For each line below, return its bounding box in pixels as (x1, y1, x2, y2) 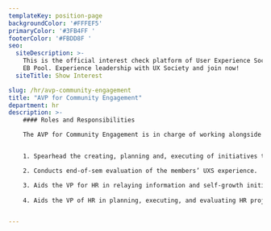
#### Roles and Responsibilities (23, 116, 135, 125)
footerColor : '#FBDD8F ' (8, 34, 92, 43)
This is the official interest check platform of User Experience (23, 57, 251, 65)
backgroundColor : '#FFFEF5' (8, 19, 103, 27)
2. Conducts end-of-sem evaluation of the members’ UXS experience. (23, 167, 258, 175)
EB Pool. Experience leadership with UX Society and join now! (23, 64, 240, 72)
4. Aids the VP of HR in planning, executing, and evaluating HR (23, 196, 248, 204)
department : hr (8, 101, 60, 109)
